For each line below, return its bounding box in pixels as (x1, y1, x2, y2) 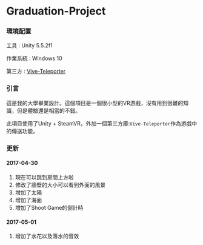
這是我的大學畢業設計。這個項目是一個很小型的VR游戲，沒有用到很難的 (6, 99, 184, 107)
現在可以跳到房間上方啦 (15, 173, 74, 181)
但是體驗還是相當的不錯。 (16, 107, 81, 114)
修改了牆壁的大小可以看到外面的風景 (15, 181, 106, 189)
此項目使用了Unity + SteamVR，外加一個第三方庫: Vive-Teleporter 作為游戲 (6, 119, 192, 127)
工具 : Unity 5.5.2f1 (6, 42, 53, 49)
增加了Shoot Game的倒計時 (15, 204, 84, 211)
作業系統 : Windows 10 (6, 55, 62, 62)
